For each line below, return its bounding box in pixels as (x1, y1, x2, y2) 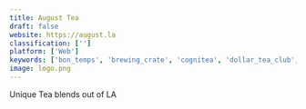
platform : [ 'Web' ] (9, 47, 79, 56)
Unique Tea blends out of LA (9, 88, 117, 100)
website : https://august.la (9, 30, 117, 39)
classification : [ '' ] (9, 38, 92, 48)
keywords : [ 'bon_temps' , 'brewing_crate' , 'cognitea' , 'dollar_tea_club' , (9, 55, 300, 64)
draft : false (9, 22, 59, 31)
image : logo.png (9, 64, 71, 74)
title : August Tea (9, 13, 79, 23)
